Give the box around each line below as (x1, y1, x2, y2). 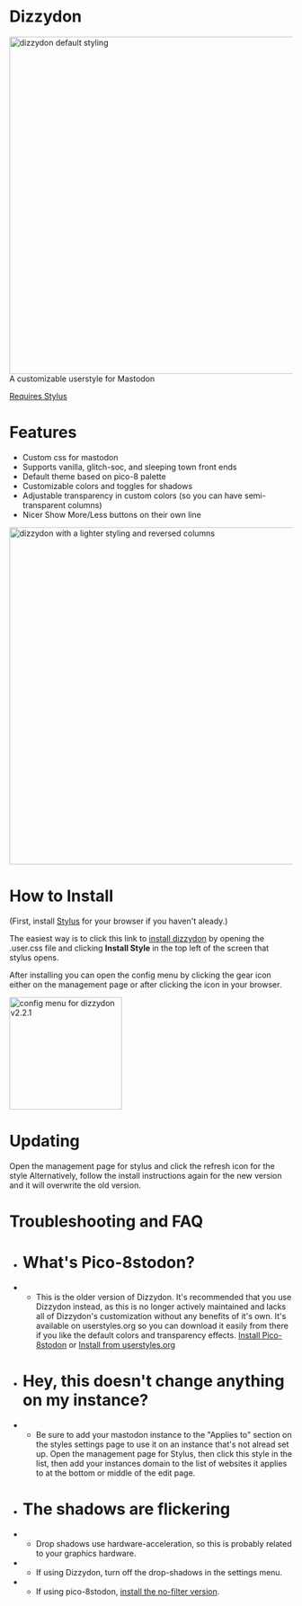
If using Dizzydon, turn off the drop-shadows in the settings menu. (35, 1566, 283, 1577)
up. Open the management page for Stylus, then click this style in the (35, 1448, 293, 1459)
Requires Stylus (9, 390, 67, 401)
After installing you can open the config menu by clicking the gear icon (9, 969, 271, 980)
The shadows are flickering (22, 1499, 231, 1519)
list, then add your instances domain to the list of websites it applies (35, 1458, 288, 1468)
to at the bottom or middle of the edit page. (35, 1468, 196, 1478)
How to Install (9, 886, 114, 906)
